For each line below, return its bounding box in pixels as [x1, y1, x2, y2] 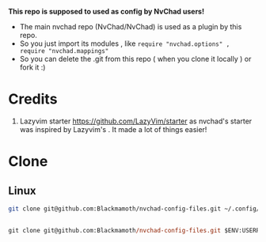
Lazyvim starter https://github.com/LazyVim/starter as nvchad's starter [19, 116, 253, 126]
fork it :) [19, 62, 46, 72]
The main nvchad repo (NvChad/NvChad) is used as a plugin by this [19, 22, 242, 31]
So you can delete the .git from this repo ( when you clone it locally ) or [19, 55, 252, 63]
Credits [8, 90, 58, 108]
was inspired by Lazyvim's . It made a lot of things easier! [19, 124, 207, 134]
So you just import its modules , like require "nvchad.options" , [19, 39, 230, 48]
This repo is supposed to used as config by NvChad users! [8, 7, 204, 16]
